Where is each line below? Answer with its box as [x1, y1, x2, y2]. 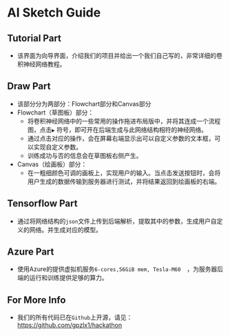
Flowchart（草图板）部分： [17, 108, 94, 117]
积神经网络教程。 [17, 60, 66, 68]
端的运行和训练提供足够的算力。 [17, 274, 108, 282]
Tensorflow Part [7, 198, 78, 210]
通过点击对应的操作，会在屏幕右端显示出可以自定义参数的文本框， [27, 134, 215, 142]
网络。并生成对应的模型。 [29, 226, 102, 234]
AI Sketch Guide [7, 5, 101, 21]
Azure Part [7, 246, 54, 258]
